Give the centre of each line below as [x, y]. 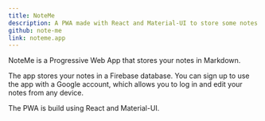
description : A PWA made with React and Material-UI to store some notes [133, 23]
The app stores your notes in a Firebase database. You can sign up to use [129, 76]
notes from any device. [46, 93]
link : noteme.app [37, 38]
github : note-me [35, 30]
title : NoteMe [32, 16]
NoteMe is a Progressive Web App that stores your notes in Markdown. [125, 60]
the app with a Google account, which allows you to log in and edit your [125, 84]
